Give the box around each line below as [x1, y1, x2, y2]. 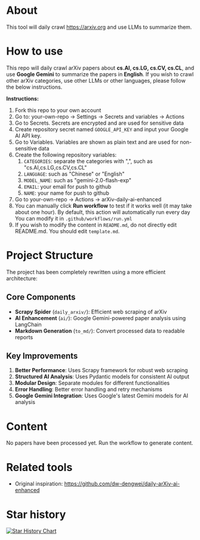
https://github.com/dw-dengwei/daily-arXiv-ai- [64, 480, 180, 487]
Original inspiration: [14, 480, 63, 487]
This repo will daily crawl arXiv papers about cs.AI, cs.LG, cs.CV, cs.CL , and [6, 64, 195, 71]
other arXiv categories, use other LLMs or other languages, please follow [6, 77, 186, 84]
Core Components [6, 292, 76, 303]
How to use [6, 44, 63, 58]
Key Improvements [6, 351, 78, 361]
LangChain [14, 321, 42, 328]
